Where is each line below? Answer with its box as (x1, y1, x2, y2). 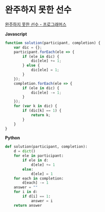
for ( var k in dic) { (14, 104, 57, 109)
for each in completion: (14, 176, 64, 181)
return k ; (30, 113, 51, 117)
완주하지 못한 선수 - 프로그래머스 (5, 21, 67, 27)
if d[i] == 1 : (22, 194, 51, 199)
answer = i (30, 198, 53, 203)
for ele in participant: (14, 153, 64, 158)
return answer (14, 203, 42, 208)
